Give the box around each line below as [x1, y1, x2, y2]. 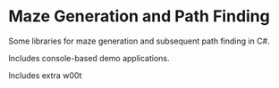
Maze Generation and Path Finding [8, 6, 270, 27]
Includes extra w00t [8, 69, 82, 81]
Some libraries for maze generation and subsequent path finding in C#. [8, 36, 270, 46]
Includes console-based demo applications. [8, 52, 171, 63]
